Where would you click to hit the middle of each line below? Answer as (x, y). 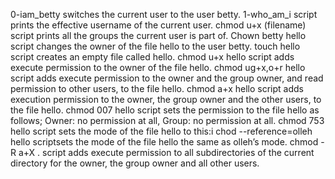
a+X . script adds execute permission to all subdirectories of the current (166, 152)
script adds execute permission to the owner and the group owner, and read (167, 78)
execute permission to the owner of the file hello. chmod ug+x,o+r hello (158, 67)
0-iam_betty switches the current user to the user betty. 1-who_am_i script (164, 14)
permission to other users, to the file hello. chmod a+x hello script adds (157, 88)
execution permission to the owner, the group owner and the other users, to (166, 99)
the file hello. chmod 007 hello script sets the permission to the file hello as (165, 110)
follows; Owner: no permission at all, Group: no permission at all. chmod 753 (167, 120)
